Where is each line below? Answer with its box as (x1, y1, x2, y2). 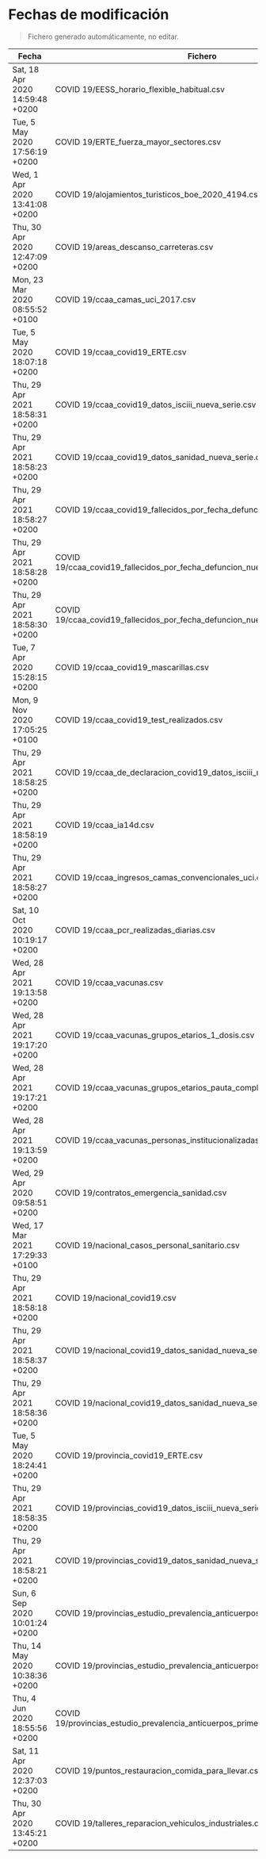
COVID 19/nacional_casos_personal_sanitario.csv (55, 1240, 240, 1251)
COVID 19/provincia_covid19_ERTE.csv (55, 1450, 203, 1461)
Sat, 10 (12, 904, 40, 915)
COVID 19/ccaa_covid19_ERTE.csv (55, 347, 188, 358)
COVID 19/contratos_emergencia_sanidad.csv (55, 1187, 227, 1198)
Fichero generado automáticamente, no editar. (27, 32, 180, 41)
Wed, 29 (12, 1167, 44, 1179)
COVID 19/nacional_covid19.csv (55, 1292, 177, 1303)
